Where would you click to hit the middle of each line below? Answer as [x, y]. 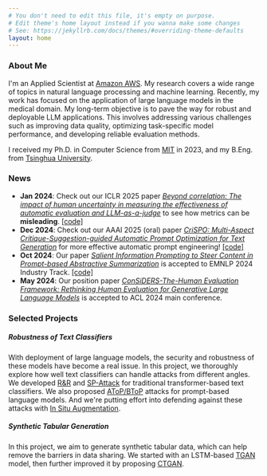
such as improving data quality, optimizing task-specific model [111, 125]
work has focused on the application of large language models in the [121, 100]
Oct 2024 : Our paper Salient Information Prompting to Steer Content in [136, 255]
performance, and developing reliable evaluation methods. [104, 134]
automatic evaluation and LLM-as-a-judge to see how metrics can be [135, 213]
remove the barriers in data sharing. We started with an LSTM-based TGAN [132, 454]
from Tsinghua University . [51, 158]
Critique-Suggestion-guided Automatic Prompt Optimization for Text [132, 238]
